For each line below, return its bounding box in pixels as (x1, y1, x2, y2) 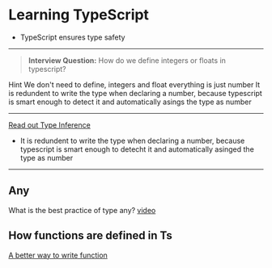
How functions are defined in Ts (8, 228, 172, 243)
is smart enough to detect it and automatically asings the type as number (8, 97, 253, 107)
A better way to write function (8, 250, 108, 260)
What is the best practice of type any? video (8, 205, 156, 215)
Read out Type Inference (8, 119, 91, 130)
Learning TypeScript (8, 6, 150, 24)
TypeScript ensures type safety (19, 32, 125, 42)
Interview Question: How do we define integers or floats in (28, 55, 227, 65)
